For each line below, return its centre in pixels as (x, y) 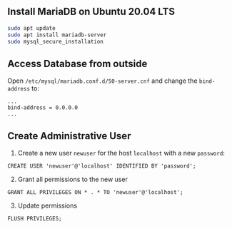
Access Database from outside (77, 63)
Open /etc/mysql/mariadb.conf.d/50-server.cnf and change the (102, 81)
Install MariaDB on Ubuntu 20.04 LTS (91, 12)
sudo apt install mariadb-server (57, 35)
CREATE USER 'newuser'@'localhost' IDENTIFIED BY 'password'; (102, 166)
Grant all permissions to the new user (73, 179)
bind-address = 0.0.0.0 (43, 108)
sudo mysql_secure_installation (55, 41)
